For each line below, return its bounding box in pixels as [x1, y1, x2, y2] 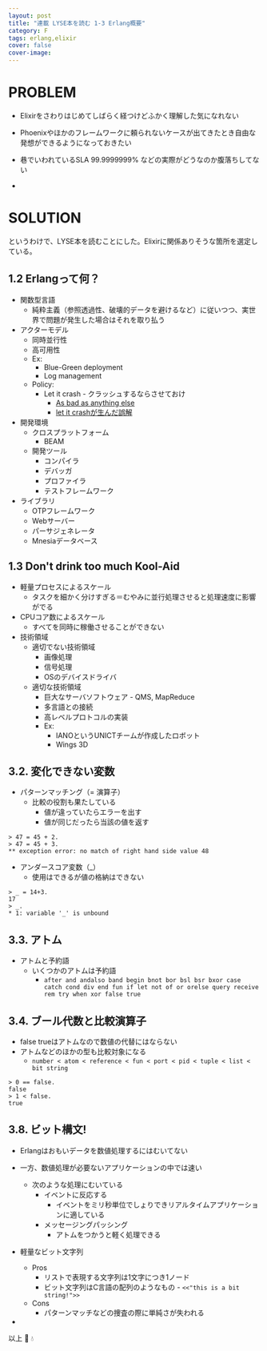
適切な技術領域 [31, 682, 82, 692]
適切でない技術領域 [31, 642, 96, 651]
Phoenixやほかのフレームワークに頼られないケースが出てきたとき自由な [19, 127, 257, 137]
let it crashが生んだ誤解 [55, 407, 133, 417]
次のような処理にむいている [31, 1180, 124, 1189]
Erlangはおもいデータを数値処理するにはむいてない [19, 1145, 189, 1155]
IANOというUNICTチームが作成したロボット [55, 730, 201, 740]
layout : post [8, 11, 52, 20]
